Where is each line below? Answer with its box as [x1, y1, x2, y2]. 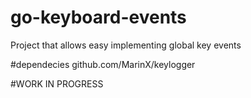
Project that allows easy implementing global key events [10, 39, 242, 51]
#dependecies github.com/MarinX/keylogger [10, 58, 196, 70]
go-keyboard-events [10, 6, 187, 29]
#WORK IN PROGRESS [10, 77, 104, 90]
